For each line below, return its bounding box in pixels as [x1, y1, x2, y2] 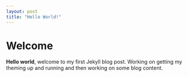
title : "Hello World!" [6, 14, 61, 20]
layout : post [6, 8, 38, 15]
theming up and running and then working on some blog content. [6, 65, 163, 72]
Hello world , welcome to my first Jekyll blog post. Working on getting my [6, 58, 183, 65]
